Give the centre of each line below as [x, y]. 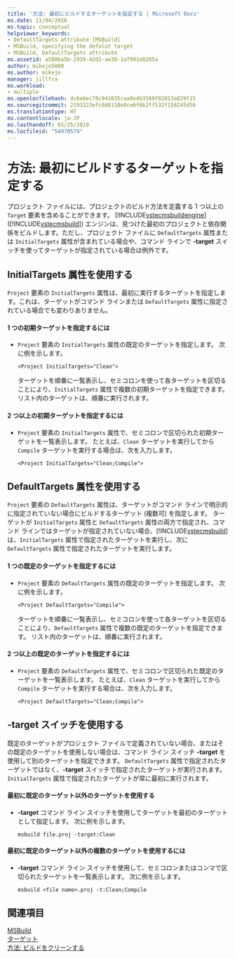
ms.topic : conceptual [39, 27]
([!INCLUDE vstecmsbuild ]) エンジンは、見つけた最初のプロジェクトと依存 [114, 224]
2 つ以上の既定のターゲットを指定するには [68, 654]
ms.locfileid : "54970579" [45, 131]
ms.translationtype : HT [42, 112]
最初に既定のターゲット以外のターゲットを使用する [81, 796]
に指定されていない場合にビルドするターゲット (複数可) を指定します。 [109, 514]
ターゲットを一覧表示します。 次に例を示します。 [113, 876]
